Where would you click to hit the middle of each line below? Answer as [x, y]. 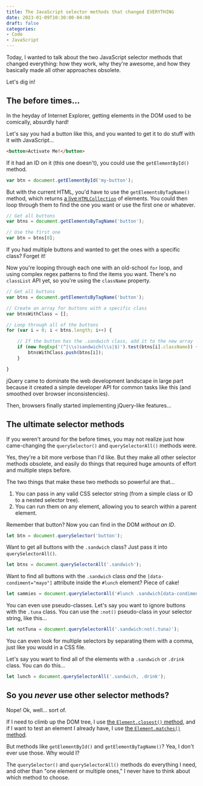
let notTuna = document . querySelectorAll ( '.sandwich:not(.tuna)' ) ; [93, 629]
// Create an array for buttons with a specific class [77, 308]
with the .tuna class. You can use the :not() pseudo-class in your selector [99, 612]
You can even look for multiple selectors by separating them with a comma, [100, 641]
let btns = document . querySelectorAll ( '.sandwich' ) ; [74, 565]
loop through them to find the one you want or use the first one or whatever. [101, 205]
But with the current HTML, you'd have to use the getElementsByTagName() [98, 192]
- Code [14, 35]
